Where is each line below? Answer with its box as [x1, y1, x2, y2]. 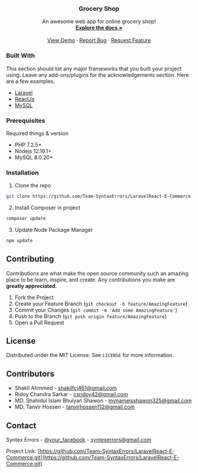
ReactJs [14, 95, 35, 102]
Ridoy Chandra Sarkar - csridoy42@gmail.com [14, 391, 128, 398]
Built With [6, 51, 35, 60]
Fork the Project [14, 294, 54, 301]
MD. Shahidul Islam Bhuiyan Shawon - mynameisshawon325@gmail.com [14, 397, 192, 404]
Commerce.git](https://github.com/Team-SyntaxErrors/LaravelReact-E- [6, 454, 180, 461]
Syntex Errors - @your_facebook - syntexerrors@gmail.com [6, 436, 151, 443]
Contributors [6, 368, 55, 379]
